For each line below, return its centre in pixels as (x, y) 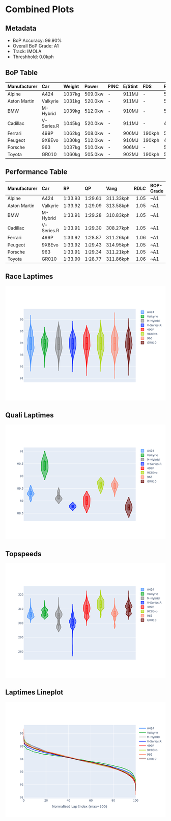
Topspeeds (23, 554)
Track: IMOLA (27, 51)
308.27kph (118, 228)
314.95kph (118, 245)
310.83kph (118, 215)
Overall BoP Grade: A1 (36, 46)
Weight (71, 86)
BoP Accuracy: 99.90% (37, 40)
